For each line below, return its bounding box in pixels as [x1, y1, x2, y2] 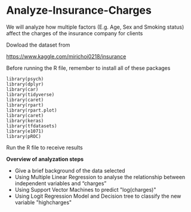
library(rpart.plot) [6, 107, 58, 113]
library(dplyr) [6, 81, 44, 87]
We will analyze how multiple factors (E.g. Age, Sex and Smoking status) [6, 23, 184, 30]
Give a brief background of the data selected [14, 167, 125, 174]
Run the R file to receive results [6, 144, 83, 151]
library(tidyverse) [6, 91, 55, 97]
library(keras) [6, 118, 44, 124]
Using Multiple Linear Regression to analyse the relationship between [14, 173, 186, 180]
